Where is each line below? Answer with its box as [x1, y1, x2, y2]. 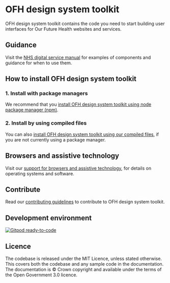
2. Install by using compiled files [5, 120, 87, 127]
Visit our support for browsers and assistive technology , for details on [5, 165, 152, 171]
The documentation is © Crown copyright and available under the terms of [5, 266, 162, 272]
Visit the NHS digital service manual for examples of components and [5, 54, 151, 60]
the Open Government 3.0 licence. [5, 272, 78, 278]
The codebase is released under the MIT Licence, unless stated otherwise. [5, 255, 162, 262]
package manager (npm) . [5, 107, 59, 113]
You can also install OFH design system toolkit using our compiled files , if [5, 131, 159, 137]
